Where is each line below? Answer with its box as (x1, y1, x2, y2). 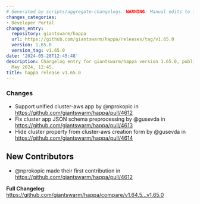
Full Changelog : (6, 185, 46, 192)
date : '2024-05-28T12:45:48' (6, 53, 79, 59)
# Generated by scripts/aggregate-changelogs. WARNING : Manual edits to (6, 8, 190, 15)
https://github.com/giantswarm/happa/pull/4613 (14, 121, 133, 128)
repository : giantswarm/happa (11, 31, 86, 37)
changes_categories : (6, 14, 58, 20)
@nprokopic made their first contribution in (14, 167, 121, 174)
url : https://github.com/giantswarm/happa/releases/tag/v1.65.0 (11, 36, 174, 42)
